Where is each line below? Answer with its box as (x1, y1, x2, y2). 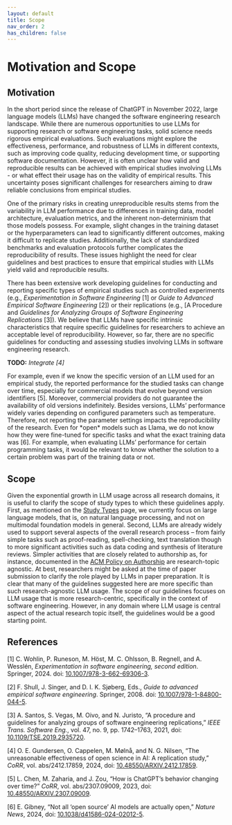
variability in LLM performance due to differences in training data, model (7, 207, 214, 215)
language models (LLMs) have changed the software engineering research (7, 112, 220, 121)
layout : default (7, 10, 54, 17)
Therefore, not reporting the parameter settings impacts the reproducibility (7, 416, 220, 424)
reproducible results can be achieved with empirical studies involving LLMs (7, 164, 222, 172)
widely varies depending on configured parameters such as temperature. (7, 409, 216, 417)
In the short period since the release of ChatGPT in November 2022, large (7, 105, 218, 114)
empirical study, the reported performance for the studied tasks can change (7, 379, 224, 388)
